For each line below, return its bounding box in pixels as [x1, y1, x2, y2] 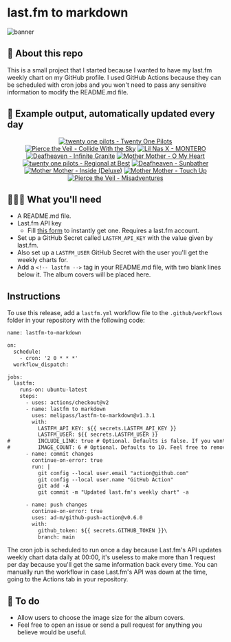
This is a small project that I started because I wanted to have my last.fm [7, 66, 212, 74]
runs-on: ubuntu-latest [19, 386, 88, 394]
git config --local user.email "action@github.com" [37, 470, 189, 477]
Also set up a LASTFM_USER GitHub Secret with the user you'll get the [16, 248, 208, 257]
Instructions [7, 290, 60, 302]
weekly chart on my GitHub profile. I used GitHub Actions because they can [7, 73, 221, 81]
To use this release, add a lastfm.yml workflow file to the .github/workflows [7, 309, 223, 317]
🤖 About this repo [7, 48, 84, 59]
